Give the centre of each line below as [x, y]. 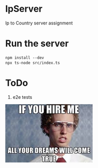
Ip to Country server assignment [39, 23]
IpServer [24, 9]
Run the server [37, 44]
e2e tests [22, 97]
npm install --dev [25, 58]
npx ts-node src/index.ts [32, 63]
